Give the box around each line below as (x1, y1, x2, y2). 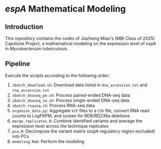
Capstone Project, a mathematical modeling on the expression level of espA (5, 41, 156, 46)
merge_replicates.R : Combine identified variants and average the (12, 118, 143, 124)
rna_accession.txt (12, 88, 49, 93)
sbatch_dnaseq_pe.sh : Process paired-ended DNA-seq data (12, 92, 130, 98)
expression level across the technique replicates (12, 123, 109, 129)
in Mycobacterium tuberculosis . (5, 46, 69, 51)
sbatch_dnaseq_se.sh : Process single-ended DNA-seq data (12, 97, 129, 103)
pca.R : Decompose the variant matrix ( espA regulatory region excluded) (12, 128, 155, 134)
